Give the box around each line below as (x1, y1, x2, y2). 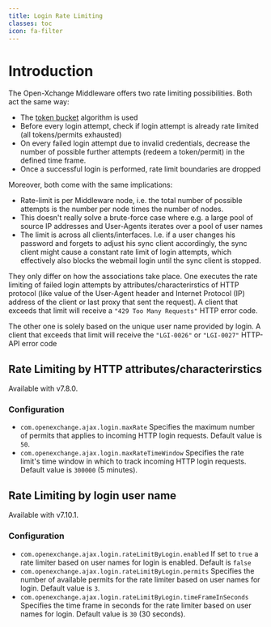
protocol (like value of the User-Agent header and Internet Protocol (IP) (8, 289, 245, 299)
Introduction (8, 61, 94, 80)
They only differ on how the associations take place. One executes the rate (8, 272, 258, 282)
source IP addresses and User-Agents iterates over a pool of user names (19, 222, 263, 231)
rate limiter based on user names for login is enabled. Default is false (19, 557, 252, 567)
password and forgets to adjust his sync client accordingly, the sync (19, 239, 248, 248)
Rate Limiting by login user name (8, 489, 176, 502)
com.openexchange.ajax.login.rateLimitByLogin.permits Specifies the (19, 566, 255, 575)
